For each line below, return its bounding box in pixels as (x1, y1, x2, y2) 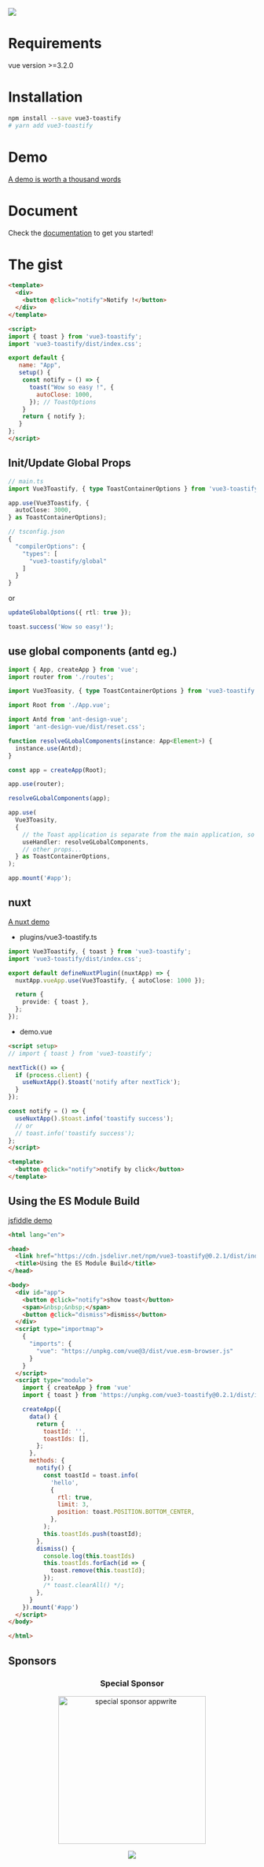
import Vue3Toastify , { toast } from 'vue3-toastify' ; (8, 947, 192, 956)
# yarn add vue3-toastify (8, 121, 93, 129)
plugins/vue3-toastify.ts (19, 932, 97, 941)
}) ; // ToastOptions (28, 398, 97, 406)
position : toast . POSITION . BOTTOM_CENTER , (57, 1508, 195, 1516)
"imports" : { (28, 1340, 72, 1348)
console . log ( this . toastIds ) (42, 1552, 135, 1560)
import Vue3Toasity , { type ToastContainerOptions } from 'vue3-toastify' (8, 687, 258, 695)
